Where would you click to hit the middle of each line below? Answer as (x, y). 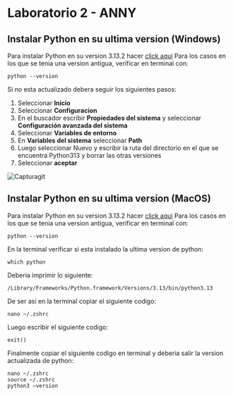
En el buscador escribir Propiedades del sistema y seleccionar (109, 118)
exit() (17, 340)
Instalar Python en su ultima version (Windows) (114, 39)
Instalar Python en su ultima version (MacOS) (109, 199)
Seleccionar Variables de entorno (67, 133)
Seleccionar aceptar (47, 163)
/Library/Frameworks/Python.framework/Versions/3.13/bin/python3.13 (110, 288)
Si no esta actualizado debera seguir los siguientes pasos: (92, 89)
